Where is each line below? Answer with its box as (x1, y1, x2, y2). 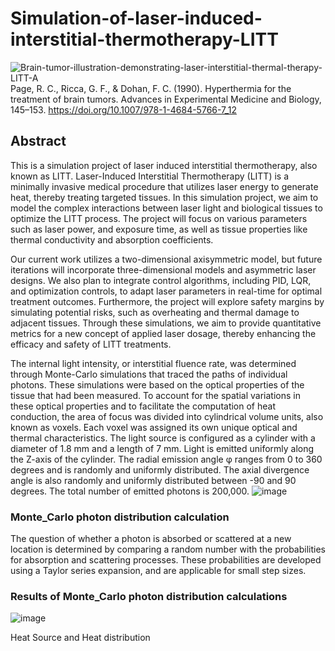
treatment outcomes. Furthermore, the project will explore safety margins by (10, 295, 325, 307)
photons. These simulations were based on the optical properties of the (10, 378, 305, 391)
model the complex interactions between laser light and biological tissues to (10, 202, 323, 214)
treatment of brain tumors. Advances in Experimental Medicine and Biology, (10, 93, 322, 105)
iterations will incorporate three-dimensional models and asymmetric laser (10, 263, 317, 276)
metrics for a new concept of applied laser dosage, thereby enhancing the (10, 327, 317, 339)
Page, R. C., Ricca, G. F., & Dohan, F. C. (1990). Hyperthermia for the (10, 82, 292, 94)
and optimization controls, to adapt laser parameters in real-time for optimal (10, 285, 323, 297)
